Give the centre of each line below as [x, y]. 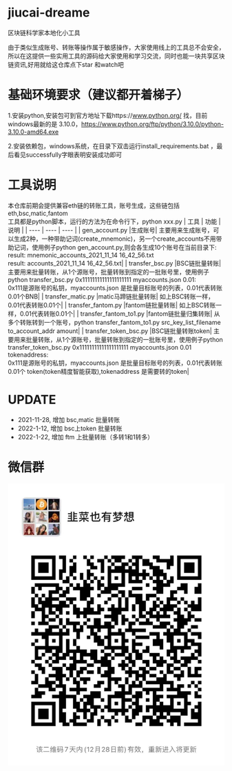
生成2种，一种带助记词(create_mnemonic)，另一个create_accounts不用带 [118, 239]
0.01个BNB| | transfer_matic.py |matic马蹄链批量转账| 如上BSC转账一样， [111, 296]
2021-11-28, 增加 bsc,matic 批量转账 [69, 419]
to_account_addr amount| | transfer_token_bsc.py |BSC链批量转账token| [110, 331]
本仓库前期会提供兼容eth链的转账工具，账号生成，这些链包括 [94, 206]
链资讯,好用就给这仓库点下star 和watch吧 [66, 64]
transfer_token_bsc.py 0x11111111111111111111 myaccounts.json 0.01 [100, 347]
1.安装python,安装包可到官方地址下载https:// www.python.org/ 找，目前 [108, 115]
